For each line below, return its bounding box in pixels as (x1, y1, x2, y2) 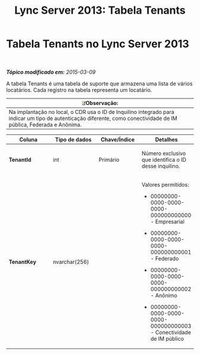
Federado (155, 255, 179, 263)
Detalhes (155, 135, 178, 143)
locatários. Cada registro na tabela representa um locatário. (6, 86, 152, 93)
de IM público (151, 335, 185, 342)
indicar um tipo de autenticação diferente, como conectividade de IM (8, 115, 177, 122)
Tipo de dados (55, 135, 92, 143)
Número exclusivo (142, 150, 186, 157)
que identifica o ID (142, 156, 186, 163)
